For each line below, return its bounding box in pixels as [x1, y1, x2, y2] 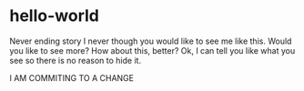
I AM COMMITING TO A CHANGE [9, 72, 135, 83]
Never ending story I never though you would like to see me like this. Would [9, 35, 292, 46]
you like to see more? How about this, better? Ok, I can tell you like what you [9, 45, 296, 56]
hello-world [9, 5, 100, 26]
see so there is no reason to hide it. [9, 55, 142, 66]
